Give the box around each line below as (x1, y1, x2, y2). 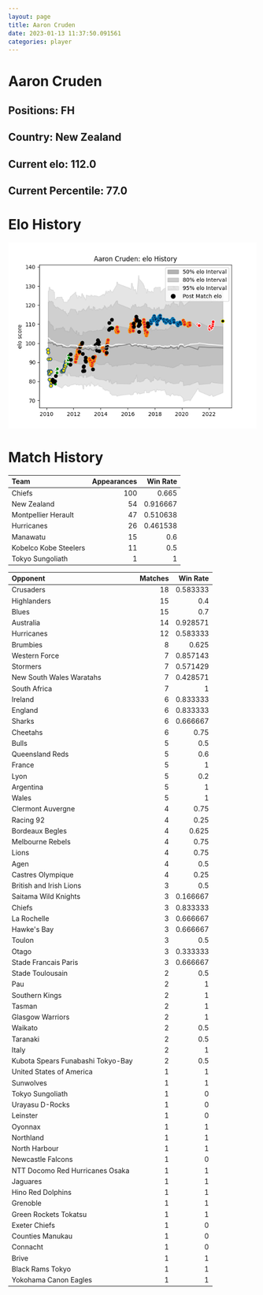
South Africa (11, 684, 53, 693)
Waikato (11, 1023, 38, 1033)
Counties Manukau (11, 1231, 73, 1241)
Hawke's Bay (11, 925, 54, 934)
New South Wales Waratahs (11, 673, 102, 682)
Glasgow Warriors (11, 1012, 70, 1022)
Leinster (11, 1111, 39, 1120)
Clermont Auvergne (11, 804, 76, 814)
